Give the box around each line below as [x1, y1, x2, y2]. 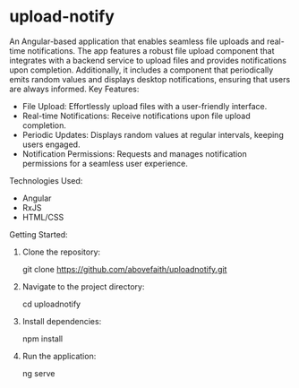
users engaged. [21, 139, 81, 150]
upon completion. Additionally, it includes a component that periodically [9, 65, 274, 75]
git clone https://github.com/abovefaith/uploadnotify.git [21, 263, 227, 274]
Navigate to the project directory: [21, 280, 145, 292]
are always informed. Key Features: [9, 83, 140, 94]
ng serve [21, 367, 56, 378]
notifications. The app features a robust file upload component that [27, 45, 275, 56]
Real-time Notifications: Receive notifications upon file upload [21, 110, 251, 121]
